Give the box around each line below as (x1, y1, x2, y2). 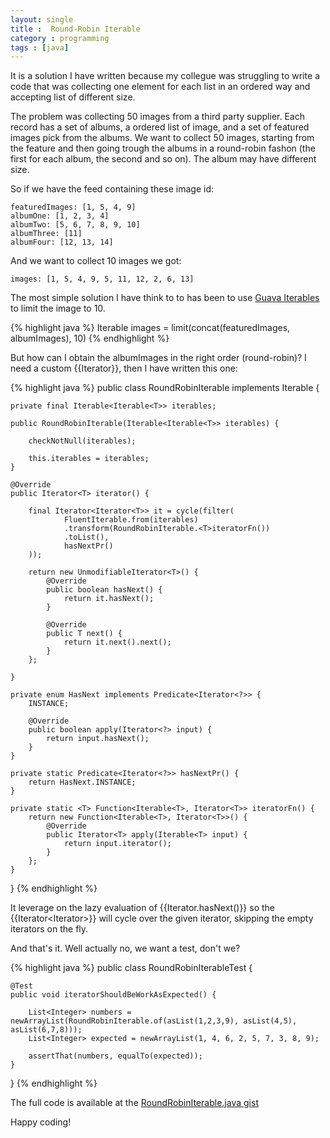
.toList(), (63, 532, 110, 543)
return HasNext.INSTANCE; (28, 777, 137, 788)
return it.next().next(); (63, 637, 172, 648)
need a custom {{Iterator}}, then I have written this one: (10, 362, 238, 375)
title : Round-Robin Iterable (10, 24, 141, 34)
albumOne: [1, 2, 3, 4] (10, 211, 110, 221)
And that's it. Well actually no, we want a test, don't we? (10, 942, 241, 955)
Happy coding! (10, 1116, 72, 1128)
